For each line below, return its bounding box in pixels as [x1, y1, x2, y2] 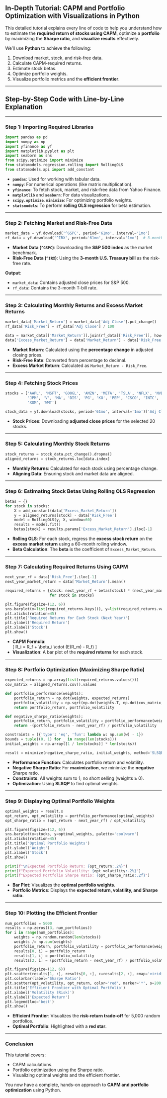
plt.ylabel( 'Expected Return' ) [5, 995, 70, 1000]
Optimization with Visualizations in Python [5, 12, 140, 20]
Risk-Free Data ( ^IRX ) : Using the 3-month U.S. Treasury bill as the [12, 255, 150, 261]
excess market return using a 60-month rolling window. [12, 541, 128, 547]
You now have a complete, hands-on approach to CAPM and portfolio [5, 1082, 149, 1088]
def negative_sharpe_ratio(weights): [5, 714, 83, 719]
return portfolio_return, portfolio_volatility [14, 705, 114, 710]
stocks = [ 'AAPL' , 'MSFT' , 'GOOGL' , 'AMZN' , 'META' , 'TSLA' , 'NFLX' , [5, 391, 153, 396]
